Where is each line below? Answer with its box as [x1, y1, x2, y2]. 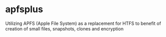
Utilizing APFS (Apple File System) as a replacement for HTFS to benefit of [5, 20, 161, 26]
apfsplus [5, 4, 43, 15]
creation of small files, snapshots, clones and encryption [5, 25, 124, 31]
